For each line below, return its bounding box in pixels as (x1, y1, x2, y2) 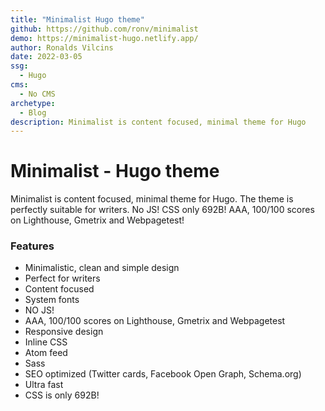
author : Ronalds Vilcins (10, 42, 114, 53)
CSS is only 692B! (24, 389, 100, 401)
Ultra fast (24, 379, 64, 391)
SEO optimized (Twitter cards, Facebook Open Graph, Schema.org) (24, 368, 302, 380)
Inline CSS (24, 336, 68, 348)
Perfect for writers (24, 272, 101, 285)
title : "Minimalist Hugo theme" (10, 14, 145, 25)
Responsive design (24, 326, 104, 338)
